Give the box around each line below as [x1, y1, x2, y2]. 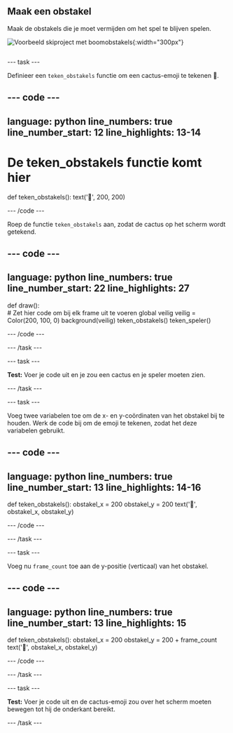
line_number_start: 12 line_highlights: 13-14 [7, 126, 202, 138]
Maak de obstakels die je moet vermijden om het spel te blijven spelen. [7, 24, 212, 32]
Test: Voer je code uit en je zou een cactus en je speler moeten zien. [7, 370, 206, 378]
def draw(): [7, 301, 40, 310]
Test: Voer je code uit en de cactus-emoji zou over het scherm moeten [7, 698, 212, 706]
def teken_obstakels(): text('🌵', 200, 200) [7, 192, 126, 201]
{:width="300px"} [132, 38, 184, 46]
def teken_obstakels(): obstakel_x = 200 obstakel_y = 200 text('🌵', [7, 500, 197, 508]
